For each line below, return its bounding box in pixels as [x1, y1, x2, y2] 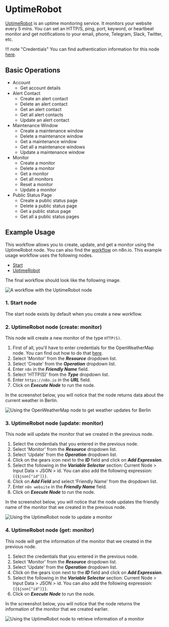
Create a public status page [20, 197, 78, 203]
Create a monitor [20, 160, 55, 166]
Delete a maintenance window [20, 133, 83, 139]
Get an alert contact [20, 106, 62, 112]
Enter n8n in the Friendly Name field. [12, 366, 89, 372]
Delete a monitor [20, 165, 55, 171]
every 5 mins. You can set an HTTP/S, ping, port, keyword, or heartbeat [5, 25, 154, 31]
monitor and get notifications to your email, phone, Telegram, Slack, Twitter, [5, 31, 163, 37]
